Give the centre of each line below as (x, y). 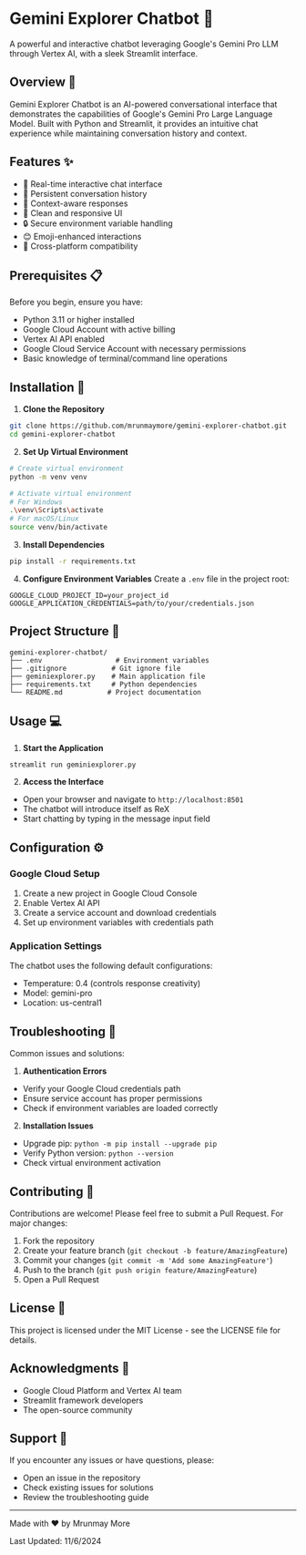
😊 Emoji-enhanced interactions (82, 236)
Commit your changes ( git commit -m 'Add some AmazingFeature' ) (148, 1261)
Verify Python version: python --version (98, 1153)
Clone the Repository (63, 409)
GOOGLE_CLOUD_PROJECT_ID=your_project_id (89, 595)
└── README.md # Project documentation (106, 692)
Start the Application (63, 747)
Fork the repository (59, 1241)
